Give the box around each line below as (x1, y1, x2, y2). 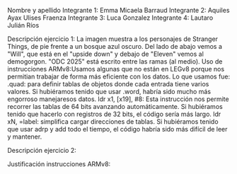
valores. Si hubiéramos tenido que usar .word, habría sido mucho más (7, 88, 211, 95)
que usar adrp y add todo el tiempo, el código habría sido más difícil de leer (7, 125, 228, 133)
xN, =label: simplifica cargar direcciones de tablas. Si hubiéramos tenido (7, 117, 219, 126)
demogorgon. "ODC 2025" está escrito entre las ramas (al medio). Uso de (7, 57, 223, 66)
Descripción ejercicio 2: (7, 146, 76, 154)
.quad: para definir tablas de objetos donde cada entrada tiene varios (7, 80, 209, 88)
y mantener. (7, 132, 42, 141)
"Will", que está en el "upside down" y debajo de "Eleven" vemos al (7, 50, 204, 58)
